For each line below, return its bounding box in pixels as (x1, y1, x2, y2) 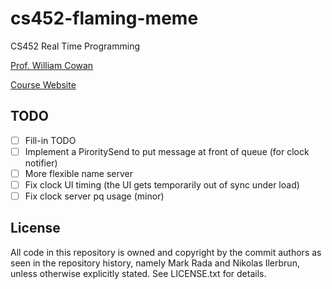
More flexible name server (24, 167, 134, 179)
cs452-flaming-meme (10, 7, 199, 30)
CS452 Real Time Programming (10, 40, 140, 52)
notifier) (24, 157, 58, 169)
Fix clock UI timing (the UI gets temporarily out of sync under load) (24, 178, 300, 191)
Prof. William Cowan (10, 59, 94, 71)
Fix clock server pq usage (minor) (24, 190, 165, 202)
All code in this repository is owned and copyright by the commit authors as (10, 246, 322, 258)
